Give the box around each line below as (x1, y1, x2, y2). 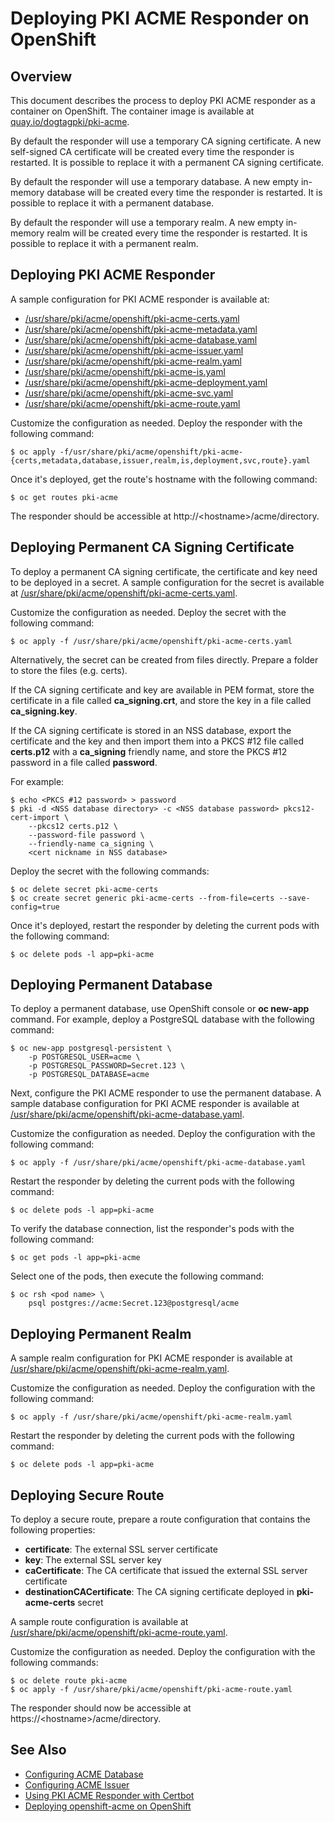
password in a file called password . (10, 756, 158, 768)
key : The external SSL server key (24, 1554, 162, 1566)
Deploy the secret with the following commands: (10, 865, 210, 877)
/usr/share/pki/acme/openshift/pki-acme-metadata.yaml (24, 323, 258, 335)
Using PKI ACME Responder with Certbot (24, 1789, 195, 1801)
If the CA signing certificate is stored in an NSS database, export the (10, 724, 292, 736)
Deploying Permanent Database (10, 977, 213, 994)
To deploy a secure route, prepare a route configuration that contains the (10, 1513, 311, 1526)
